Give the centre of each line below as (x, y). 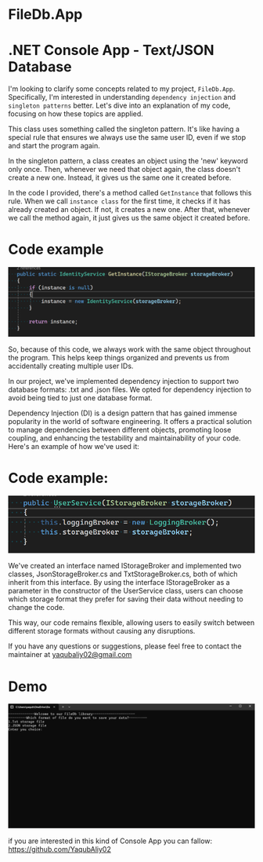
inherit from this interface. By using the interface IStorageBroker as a (119, 583)
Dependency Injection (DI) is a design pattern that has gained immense (122, 413)
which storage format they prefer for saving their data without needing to (126, 599)
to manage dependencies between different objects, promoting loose (120, 430)
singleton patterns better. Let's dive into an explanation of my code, (119, 106)
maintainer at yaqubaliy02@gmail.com (70, 655)
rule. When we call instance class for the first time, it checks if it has (119, 201)
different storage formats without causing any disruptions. (102, 631)
